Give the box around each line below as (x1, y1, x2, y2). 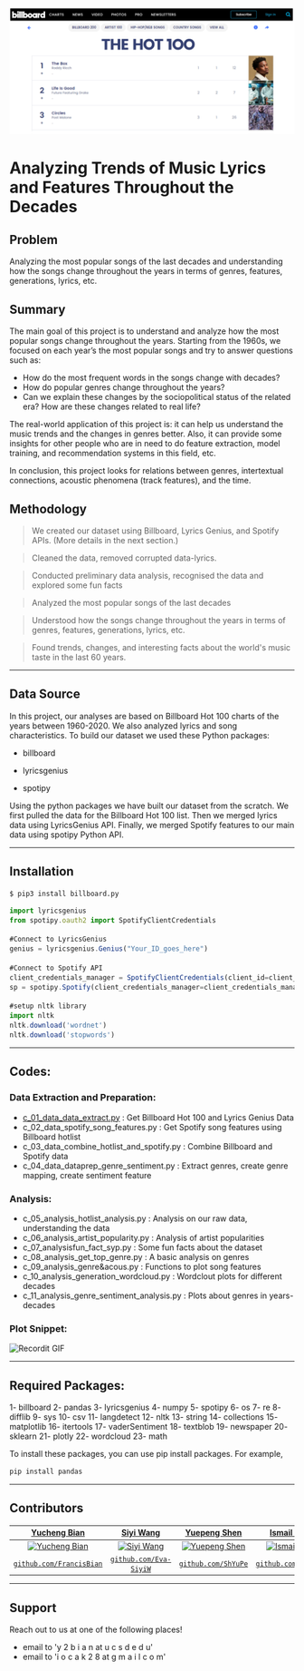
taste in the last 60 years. (31, 652, 127, 663)
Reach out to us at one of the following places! (9, 1624, 183, 1636)
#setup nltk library (9, 1002, 88, 1011)
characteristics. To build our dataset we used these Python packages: (9, 729, 270, 740)
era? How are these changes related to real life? (22, 401, 201, 412)
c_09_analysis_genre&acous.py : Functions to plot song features (22, 1261, 261, 1272)
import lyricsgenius (9, 906, 88, 915)
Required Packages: (9, 1378, 125, 1393)
